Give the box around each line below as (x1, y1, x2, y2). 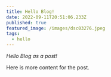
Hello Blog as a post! (6, 53, 58, 59)
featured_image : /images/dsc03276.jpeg (6, 25, 106, 31)
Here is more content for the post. (6, 64, 90, 71)
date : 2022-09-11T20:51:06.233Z (6, 14, 87, 20)
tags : (6, 31, 20, 37)
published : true (6, 20, 47, 25)
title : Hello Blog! (6, 8, 55, 15)
